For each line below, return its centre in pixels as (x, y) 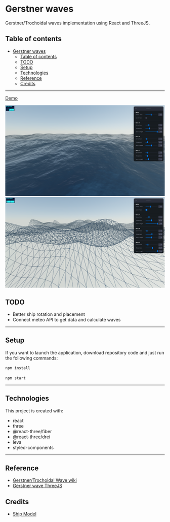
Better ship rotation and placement (49, 314)
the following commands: (32, 358)
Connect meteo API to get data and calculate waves (67, 319)
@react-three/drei (31, 437)
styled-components (33, 447)
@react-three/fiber (32, 431)
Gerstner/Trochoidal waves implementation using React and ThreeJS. (78, 23)
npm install (18, 368)
